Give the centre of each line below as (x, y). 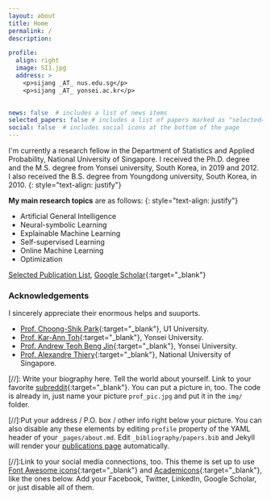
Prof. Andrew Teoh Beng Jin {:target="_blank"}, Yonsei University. (129, 346)
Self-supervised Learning (62, 242)
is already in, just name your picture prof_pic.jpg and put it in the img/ (125, 396)
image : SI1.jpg (41, 68)
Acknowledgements (49, 296)
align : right (38, 61)
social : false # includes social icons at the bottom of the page (124, 128)
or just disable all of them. (51, 487)
